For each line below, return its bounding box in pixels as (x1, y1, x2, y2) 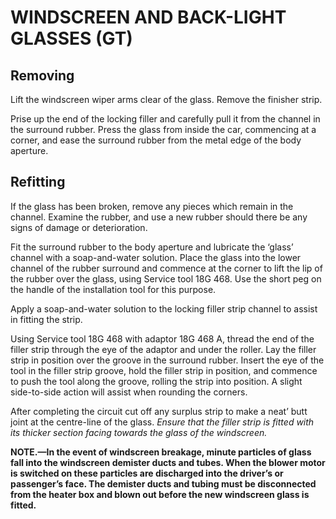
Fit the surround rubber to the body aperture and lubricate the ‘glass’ (10, 241, 294, 253)
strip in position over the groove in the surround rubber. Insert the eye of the (10, 354, 325, 366)
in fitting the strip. (10, 313, 83, 325)
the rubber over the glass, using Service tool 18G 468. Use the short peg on (10, 272, 322, 285)
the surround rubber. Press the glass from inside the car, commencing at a (10, 124, 317, 135)
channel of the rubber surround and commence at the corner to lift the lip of (10, 262, 323, 274)
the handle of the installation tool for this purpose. (10, 283, 217, 295)
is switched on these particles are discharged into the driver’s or (10, 467, 284, 479)
